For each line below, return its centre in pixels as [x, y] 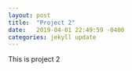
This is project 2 [34, 59]
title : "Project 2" [42, 23]
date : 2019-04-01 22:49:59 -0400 [66, 30]
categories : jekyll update [52, 37]
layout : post [29, 15]
